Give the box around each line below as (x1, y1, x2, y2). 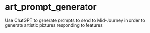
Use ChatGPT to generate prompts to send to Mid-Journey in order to (5, 17, 145, 23)
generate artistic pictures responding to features (5, 22, 103, 28)
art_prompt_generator (5, 1, 97, 12)
